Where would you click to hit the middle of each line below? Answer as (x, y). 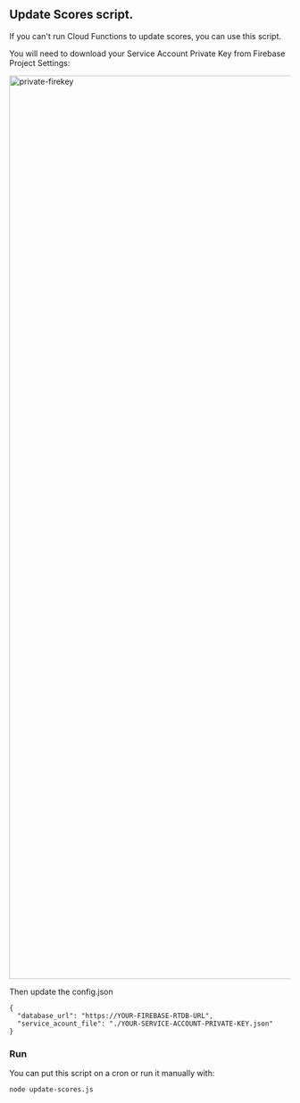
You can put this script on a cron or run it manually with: (112, 1074)
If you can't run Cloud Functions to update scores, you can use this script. (145, 36)
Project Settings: (40, 62)
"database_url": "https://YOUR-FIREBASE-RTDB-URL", (116, 1016)
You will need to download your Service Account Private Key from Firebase (147, 54)
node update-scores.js (51, 1090)
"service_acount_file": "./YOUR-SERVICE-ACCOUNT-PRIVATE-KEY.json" (146, 1024)
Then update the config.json (61, 991)
